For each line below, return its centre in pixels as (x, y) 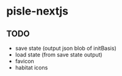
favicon (25, 61)
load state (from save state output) (59, 55)
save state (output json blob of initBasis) (66, 48)
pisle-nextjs (38, 11)
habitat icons (31, 67)
